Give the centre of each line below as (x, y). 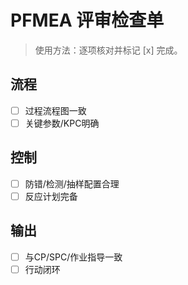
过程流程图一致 (55, 110)
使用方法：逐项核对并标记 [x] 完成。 (108, 50)
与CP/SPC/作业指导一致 (73, 257)
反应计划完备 (51, 196)
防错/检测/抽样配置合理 (72, 183)
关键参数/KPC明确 (62, 123)
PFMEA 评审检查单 (87, 20)
